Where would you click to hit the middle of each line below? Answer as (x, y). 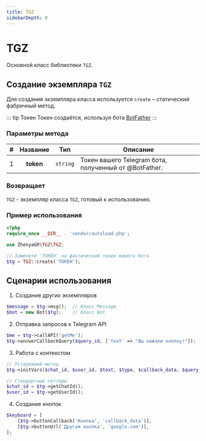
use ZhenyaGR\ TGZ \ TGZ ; (35, 244)
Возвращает (26, 186)
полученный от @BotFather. (122, 168)
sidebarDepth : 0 (27, 18)
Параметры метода (37, 134)
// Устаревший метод (33, 364)
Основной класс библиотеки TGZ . (50, 65)
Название (34, 149)
